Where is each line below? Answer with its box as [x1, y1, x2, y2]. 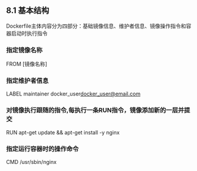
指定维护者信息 [6, 77, 49, 85]
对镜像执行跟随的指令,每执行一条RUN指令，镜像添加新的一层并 [6, 106, 185, 114]
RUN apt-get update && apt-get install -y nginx [6, 129, 120, 136]
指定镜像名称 [6, 46, 43, 54]
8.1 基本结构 [6, 5, 50, 16]
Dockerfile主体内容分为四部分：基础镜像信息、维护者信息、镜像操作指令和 [6, 22, 186, 29]
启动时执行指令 [11, 29, 48, 37]
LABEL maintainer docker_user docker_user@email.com [6, 90, 140, 97]
